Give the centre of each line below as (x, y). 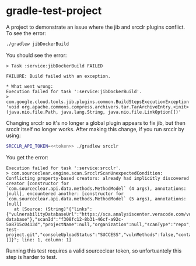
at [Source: (28, 209)
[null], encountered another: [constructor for (65, 194)
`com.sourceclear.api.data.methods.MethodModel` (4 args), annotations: (96, 189)
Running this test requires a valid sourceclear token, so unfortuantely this (94, 251)
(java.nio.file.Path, (32, 112)
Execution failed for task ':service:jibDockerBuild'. (74, 91)
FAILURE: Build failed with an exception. (58, 76)
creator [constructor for (37, 183)
